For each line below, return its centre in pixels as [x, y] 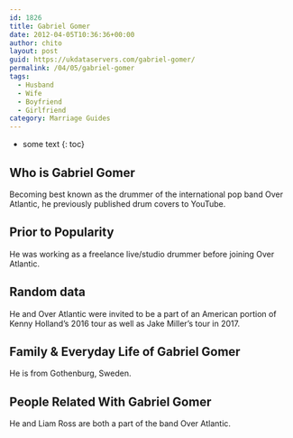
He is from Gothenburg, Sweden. [71, 373]
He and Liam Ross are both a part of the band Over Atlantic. [120, 424]
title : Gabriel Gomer [50, 26]
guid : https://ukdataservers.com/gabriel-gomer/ [102, 60]
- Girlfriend [42, 110]
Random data [47, 292]
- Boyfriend [40, 102]
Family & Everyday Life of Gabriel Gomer [125, 352]
